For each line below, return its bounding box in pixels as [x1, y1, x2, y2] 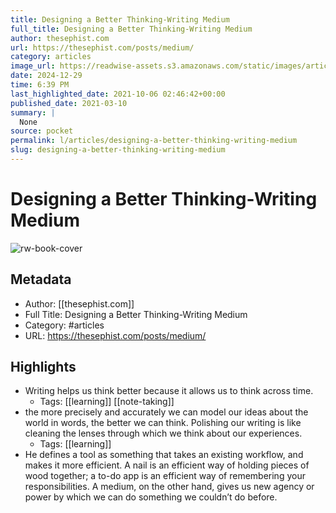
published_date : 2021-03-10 [10, 98, 128, 108]
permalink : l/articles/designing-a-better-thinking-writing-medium [10, 136, 298, 146]
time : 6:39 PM [10, 80, 70, 90]
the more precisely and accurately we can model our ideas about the [24, 406, 309, 418]
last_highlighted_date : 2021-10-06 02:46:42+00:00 [10, 89, 226, 99]
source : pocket [10, 126, 74, 136]
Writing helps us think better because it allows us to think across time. [24, 385, 314, 397]
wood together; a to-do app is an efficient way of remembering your [24, 470, 306, 482]
